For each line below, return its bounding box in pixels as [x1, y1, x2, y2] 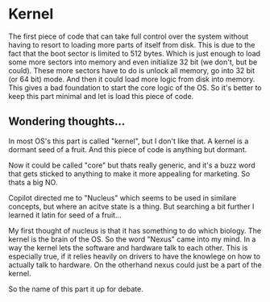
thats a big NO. [8, 177, 58, 187]
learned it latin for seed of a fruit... [8, 210, 123, 220]
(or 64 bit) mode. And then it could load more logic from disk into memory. [8, 74, 255, 84]
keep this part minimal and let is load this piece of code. [8, 91, 194, 101]
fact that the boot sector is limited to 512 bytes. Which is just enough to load [8, 48, 260, 58]
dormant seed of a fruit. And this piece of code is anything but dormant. [8, 144, 247, 154]
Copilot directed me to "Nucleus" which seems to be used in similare [8, 192, 237, 202]
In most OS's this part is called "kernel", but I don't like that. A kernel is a [8, 136, 249, 146]
